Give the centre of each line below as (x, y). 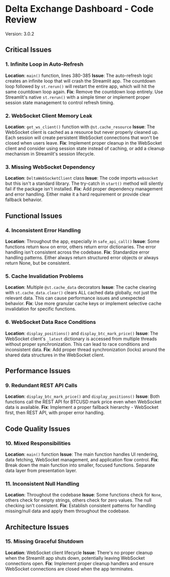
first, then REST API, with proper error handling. (55, 413)
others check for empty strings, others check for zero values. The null (78, 500)
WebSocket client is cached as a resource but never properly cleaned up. (82, 132)
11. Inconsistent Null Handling (42, 483)
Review (21, 20)
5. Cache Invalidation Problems (44, 276)
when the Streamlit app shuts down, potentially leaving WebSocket (75, 558)
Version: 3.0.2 (20, 34)
